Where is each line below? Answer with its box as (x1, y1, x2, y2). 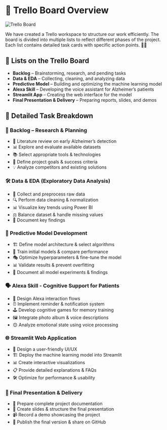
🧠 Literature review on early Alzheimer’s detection (12, 138, 117, 144)
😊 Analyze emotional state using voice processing (12, 322, 118, 328)
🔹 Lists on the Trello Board (5, 57, 90, 65)
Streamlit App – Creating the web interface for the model (12, 91, 132, 98)
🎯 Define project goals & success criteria (12, 159, 98, 165)
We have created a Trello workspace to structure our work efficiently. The (5, 31, 159, 37)
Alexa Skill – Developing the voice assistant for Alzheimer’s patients (12, 86, 154, 92)
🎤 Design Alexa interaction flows (12, 296, 80, 302)
